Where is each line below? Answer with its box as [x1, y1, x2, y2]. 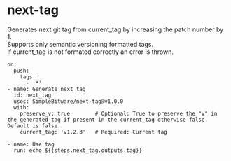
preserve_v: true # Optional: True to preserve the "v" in [20, 110, 218, 117]
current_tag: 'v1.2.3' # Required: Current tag [20, 128, 168, 135]
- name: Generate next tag [7, 85, 86, 92]
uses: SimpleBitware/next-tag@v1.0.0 [13, 97, 124, 105]
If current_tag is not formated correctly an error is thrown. [7, 48, 174, 56]
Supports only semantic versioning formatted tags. [7, 40, 154, 48]
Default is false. [7, 122, 61, 129]
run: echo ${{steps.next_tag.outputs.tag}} [13, 146, 142, 154]
